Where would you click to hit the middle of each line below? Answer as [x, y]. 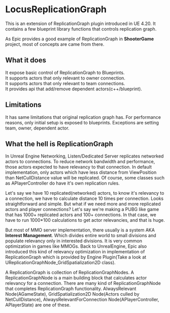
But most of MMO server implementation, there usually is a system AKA [80, 230]
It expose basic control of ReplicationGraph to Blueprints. [65, 72]
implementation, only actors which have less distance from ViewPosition [81, 172]
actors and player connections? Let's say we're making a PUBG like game [82, 210]
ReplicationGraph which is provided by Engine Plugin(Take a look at [76, 257]
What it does [26, 60]
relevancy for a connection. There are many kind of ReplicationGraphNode [83, 283]
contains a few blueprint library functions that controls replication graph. [81, 29]
